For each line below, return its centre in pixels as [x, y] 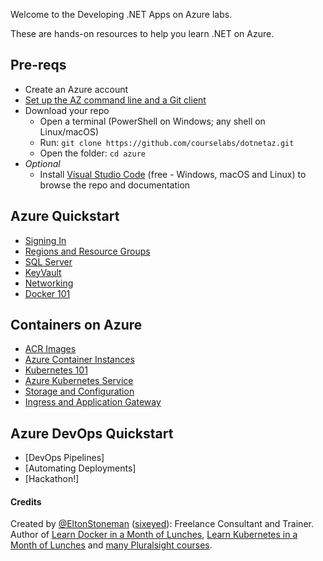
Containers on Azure [76, 325]
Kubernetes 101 [56, 370]
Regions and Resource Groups [87, 251]
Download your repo [67, 110]
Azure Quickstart [65, 216]
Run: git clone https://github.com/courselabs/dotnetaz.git [167, 142]
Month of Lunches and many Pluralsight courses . [111, 545]
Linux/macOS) [69, 131]
